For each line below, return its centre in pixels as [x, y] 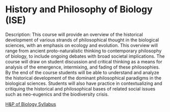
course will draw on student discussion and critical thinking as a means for [84, 61]
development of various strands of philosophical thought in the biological [82, 40]
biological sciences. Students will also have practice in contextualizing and [84, 83]
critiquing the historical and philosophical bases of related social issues [80, 88]
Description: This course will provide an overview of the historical [74, 34]
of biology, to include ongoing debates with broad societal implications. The [85, 56]
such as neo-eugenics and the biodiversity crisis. [57, 94]
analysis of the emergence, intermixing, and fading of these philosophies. [82, 67]
